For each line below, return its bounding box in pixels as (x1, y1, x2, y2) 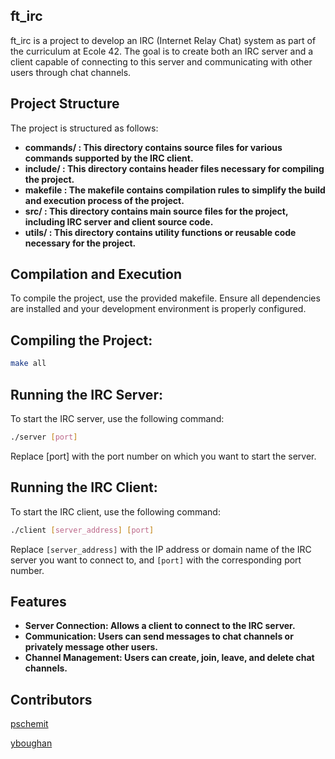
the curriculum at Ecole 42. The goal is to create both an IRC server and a (10, 45, 314, 57)
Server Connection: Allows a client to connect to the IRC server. (24, 620, 296, 632)
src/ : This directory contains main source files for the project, (24, 205, 289, 217)
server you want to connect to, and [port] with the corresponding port (10, 554, 302, 566)
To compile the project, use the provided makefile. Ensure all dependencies (10, 292, 321, 304)
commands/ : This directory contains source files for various (24, 141, 283, 153)
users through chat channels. (10, 66, 132, 78)
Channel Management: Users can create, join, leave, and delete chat (24, 652, 315, 664)
